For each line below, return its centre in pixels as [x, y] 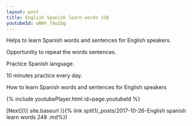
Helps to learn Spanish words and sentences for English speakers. [89, 41]
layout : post [23, 12]
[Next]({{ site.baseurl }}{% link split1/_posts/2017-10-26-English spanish [96, 111]
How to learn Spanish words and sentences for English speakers [87, 87]
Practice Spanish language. [40, 64]
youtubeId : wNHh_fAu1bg [36, 23]
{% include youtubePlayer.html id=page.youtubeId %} [73, 99]
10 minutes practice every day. [44, 76]
